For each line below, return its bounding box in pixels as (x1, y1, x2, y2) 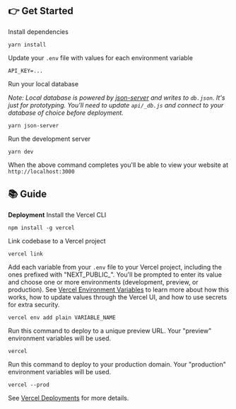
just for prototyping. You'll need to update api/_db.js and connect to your (8, 100, 224, 109)
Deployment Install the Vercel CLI (8, 210, 107, 219)
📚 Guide (8, 188, 47, 200)
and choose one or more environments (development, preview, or (8, 277, 199, 286)
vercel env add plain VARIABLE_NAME (8, 313, 116, 321)
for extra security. (8, 300, 60, 309)
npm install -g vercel (8, 224, 75, 231)
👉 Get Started (8, 5, 73, 17)
